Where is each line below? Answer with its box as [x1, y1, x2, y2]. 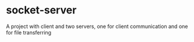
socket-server [6, 3, 77, 17]
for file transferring [6, 29, 51, 36]
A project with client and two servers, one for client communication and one [6, 23, 188, 30]
